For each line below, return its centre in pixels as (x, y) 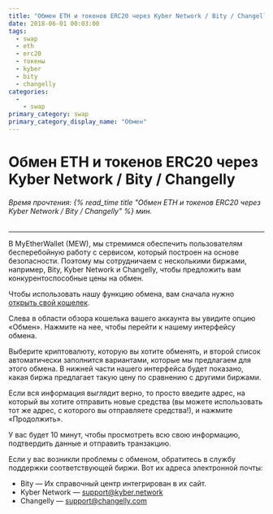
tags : (17, 31)
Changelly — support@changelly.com (84, 501)
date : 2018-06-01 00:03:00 (54, 24)
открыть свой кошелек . (49, 303)
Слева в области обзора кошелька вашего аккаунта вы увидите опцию (132, 319)
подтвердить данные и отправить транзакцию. (90, 443)
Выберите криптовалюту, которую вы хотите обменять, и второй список (135, 351)
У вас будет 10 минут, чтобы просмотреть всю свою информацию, (124, 435)
